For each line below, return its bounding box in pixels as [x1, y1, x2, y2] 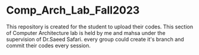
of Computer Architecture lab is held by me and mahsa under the [6, 29, 166, 36]
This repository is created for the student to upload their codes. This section [6, 23, 194, 30]
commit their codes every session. [6, 42, 91, 49]
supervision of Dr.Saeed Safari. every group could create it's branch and [6, 35, 185, 43]
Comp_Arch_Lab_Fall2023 [6, 4, 140, 17]
